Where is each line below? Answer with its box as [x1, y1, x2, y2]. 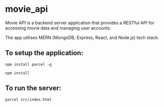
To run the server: [5, 84, 62, 92]
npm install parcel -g [5, 62, 52, 67]
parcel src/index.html [5, 97, 52, 102]
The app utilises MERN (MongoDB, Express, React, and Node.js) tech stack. [5, 35, 160, 40]
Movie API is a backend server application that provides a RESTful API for [5, 20, 155, 26]
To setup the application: [5, 49, 83, 57]
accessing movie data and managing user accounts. [5, 25, 111, 31]
